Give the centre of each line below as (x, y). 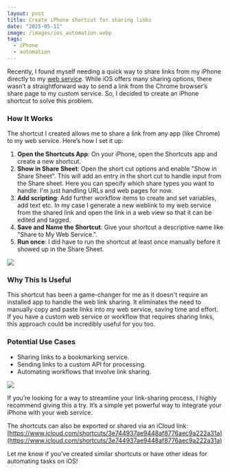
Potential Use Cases (41, 342)
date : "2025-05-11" (35, 26)
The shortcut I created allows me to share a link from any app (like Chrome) (114, 133)
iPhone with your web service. (50, 412)
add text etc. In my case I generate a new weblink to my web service (114, 205)
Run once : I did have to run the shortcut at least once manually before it (119, 242)
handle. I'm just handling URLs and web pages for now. (95, 191)
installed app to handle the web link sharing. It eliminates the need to (104, 302)
